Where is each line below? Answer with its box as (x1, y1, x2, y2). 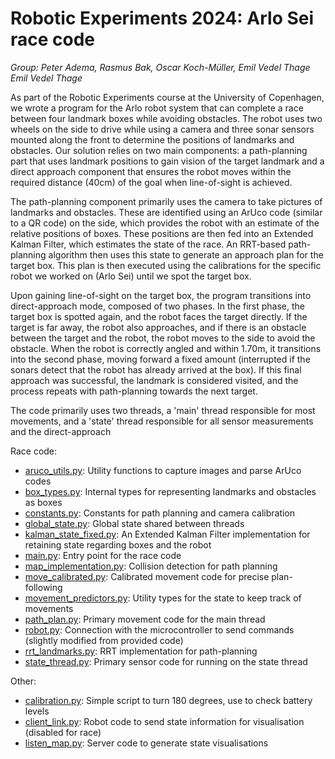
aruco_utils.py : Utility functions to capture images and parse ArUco (24, 464, 302, 476)
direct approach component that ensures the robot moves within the (10, 165, 292, 177)
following (24, 581, 63, 593)
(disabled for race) (24, 726, 102, 738)
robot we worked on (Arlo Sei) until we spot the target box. (10, 270, 252, 282)
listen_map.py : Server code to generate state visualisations (24, 737, 269, 749)
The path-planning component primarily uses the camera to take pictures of (10, 195, 323, 207)
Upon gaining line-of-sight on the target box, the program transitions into (10, 289, 312, 301)
